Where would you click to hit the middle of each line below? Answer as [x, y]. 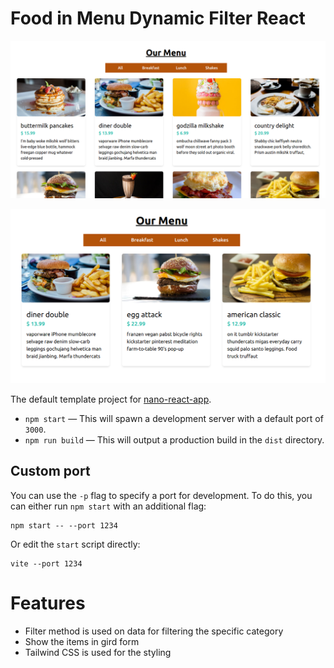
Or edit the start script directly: [75, 544]
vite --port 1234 [46, 563]
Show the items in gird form [82, 641]
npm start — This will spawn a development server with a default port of [174, 418]
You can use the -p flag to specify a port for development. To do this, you [161, 495]
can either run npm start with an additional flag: [108, 506]
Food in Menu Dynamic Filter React [158, 18]
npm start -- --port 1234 [64, 525]
